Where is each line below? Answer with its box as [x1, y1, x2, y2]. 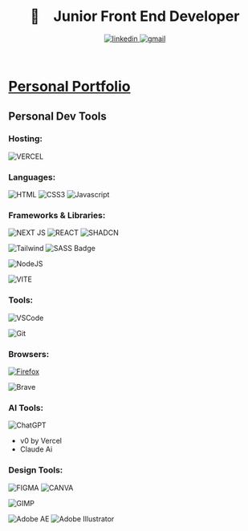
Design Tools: [8, 464, 63, 476]
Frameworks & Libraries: [8, 210, 106, 221]
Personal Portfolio [8, 78, 131, 95]
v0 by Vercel [19, 436, 63, 446]
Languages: [8, 172, 56, 183]
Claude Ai [19, 444, 53, 454]
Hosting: [8, 133, 43, 144]
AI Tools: [8, 402, 44, 413]
